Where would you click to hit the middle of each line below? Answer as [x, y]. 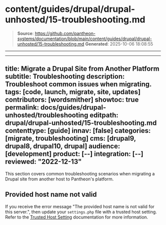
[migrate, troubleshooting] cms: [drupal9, [71, 139]
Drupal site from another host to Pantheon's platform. [60, 179]
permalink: [22, 108]
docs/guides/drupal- [73, 108]
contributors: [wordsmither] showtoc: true [72, 100]
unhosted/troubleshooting [47, 115]
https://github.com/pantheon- [65, 33]
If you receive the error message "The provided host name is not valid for [80, 206]
